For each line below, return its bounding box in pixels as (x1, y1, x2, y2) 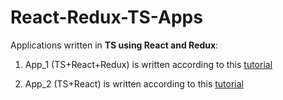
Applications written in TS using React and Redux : (10, 39, 219, 51)
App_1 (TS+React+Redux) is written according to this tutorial (24, 58, 273, 70)
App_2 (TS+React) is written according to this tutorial (24, 77, 244, 90)
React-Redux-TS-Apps (10, 6, 203, 29)
